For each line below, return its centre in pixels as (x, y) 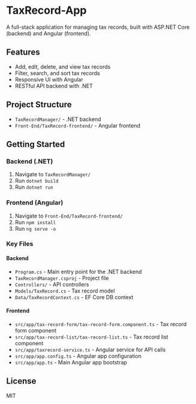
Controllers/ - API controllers (52, 284)
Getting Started (36, 144)
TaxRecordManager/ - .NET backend (58, 119)
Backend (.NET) (30, 161)
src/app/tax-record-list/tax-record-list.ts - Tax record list (92, 337)
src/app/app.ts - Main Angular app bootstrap (71, 362)
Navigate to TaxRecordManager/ (53, 174)
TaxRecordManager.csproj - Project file (62, 278)
